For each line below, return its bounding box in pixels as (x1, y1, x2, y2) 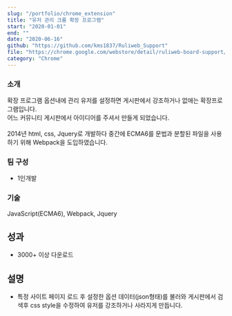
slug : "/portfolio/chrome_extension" (7, 10, 116, 17)
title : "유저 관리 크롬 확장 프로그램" (7, 17, 105, 24)
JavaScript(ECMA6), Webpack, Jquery (7, 209, 117, 218)
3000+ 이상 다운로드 (17, 250, 74, 259)
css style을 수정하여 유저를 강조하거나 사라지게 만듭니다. (30, 301, 183, 310)
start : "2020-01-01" (7, 23, 67, 30)
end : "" (7, 29, 30, 37)
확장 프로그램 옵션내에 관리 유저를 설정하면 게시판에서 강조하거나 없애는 (7, 96, 199, 104)
